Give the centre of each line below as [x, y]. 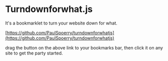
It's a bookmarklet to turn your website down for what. [61, 23]
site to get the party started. [34, 53]
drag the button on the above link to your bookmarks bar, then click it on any [84, 47]
